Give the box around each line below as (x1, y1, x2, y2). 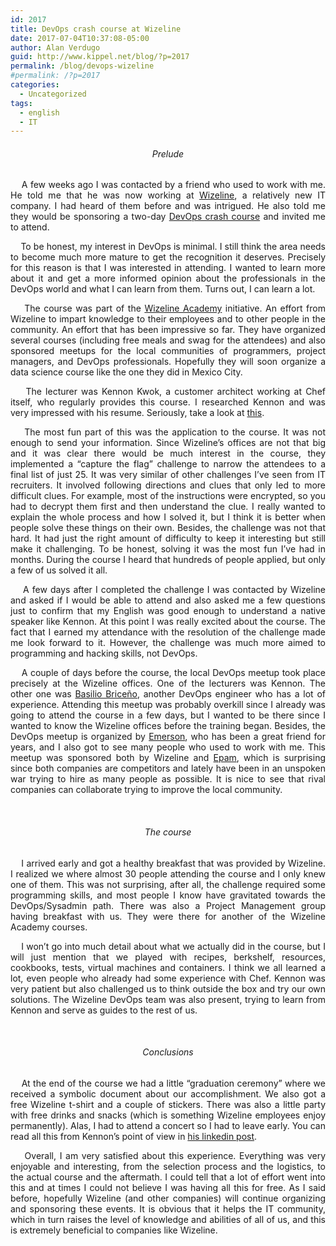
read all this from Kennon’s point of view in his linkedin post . (10, 1130, 258, 1142)
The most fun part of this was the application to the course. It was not (24, 426, 326, 438)
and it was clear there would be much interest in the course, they (10, 447, 326, 460)
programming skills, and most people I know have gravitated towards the (10, 889, 326, 901)
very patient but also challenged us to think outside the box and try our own (10, 982, 326, 995)
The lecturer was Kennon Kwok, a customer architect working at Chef (25, 386, 326, 398)
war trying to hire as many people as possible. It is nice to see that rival (10, 773, 326, 785)
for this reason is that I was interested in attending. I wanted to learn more (10, 262, 326, 274)
